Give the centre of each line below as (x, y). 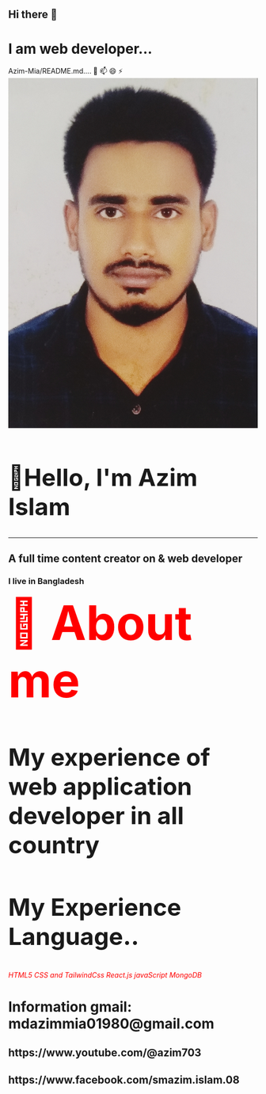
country (54, 844)
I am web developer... (80, 49)
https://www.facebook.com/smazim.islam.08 (124, 1079)
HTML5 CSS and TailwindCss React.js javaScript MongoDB (105, 974)
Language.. (74, 936)
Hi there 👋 (33, 15)
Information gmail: (70, 1006)
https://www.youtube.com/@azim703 (105, 1053)
